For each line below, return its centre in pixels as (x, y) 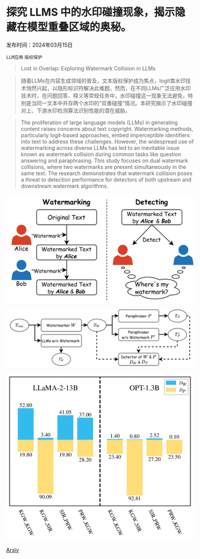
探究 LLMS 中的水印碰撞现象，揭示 (91, 12)
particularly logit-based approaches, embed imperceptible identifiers (105, 135)
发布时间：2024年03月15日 (40, 45)
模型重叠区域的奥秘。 (79, 27)
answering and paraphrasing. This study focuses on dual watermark (104, 160)
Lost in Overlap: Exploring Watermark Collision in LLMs (88, 68)
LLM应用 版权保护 (24, 57)
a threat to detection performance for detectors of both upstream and (106, 179)
